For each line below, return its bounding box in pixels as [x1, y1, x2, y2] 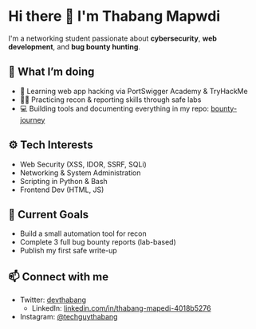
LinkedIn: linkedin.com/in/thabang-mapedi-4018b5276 [31, 304, 211, 313]
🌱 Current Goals [8, 207, 89, 221]
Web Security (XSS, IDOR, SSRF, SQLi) [19, 159, 148, 169]
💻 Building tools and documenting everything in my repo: [19, 104, 210, 113]
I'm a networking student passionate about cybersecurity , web [8, 33, 218, 43]
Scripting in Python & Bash [19, 176, 108, 186]
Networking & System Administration [19, 167, 141, 178]
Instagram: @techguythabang [19, 312, 118, 322]
